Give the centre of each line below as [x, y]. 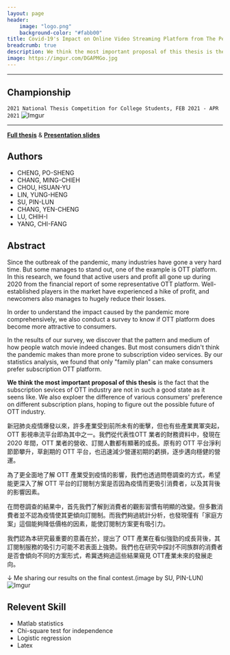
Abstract [26, 246]
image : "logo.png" [46, 26]
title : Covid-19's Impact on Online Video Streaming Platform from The [111, 39]
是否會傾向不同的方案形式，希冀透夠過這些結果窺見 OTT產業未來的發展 [107, 556]
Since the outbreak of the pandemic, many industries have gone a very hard [114, 263]
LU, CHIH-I [32, 217]
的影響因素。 [25, 492]
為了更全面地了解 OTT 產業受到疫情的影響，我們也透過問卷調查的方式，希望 [114, 475]
